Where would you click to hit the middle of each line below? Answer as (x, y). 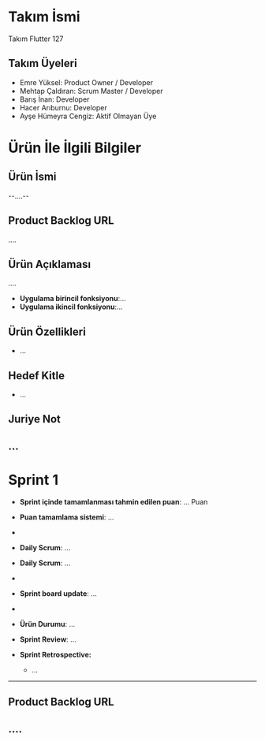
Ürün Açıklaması (50, 264)
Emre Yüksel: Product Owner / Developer (86, 82)
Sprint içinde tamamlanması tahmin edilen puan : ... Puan (114, 501)
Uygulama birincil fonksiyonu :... (73, 299)
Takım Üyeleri (43, 63)
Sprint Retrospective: (56, 654)
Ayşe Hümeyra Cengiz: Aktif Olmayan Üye (88, 116)
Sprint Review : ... (48, 639)
